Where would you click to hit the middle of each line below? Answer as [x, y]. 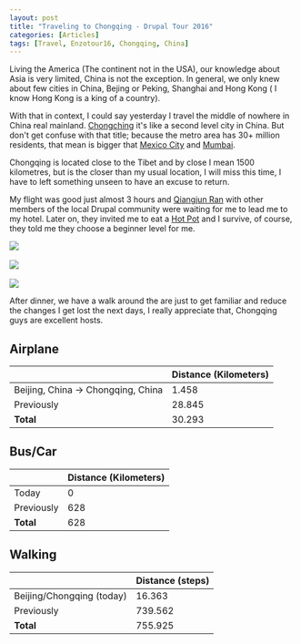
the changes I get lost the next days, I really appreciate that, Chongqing [143, 311]
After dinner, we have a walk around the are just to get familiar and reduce [148, 301]
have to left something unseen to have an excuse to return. [120, 182]
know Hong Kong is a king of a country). [85, 98]
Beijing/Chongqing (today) [70, 596]
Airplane [34, 348]
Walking [33, 555]
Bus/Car [33, 452]
